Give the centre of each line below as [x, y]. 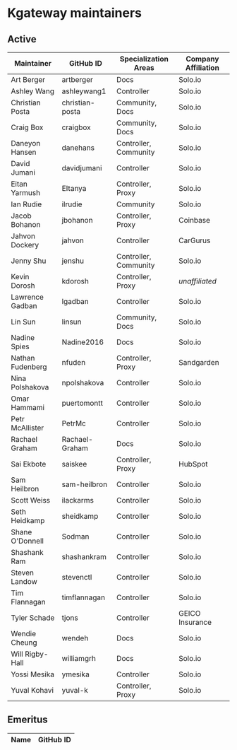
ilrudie [72, 204]
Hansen [24, 152]
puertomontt [83, 403]
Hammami [28, 408]
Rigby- [36, 654]
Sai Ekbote [29, 464]
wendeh [75, 638]
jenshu [73, 261]
